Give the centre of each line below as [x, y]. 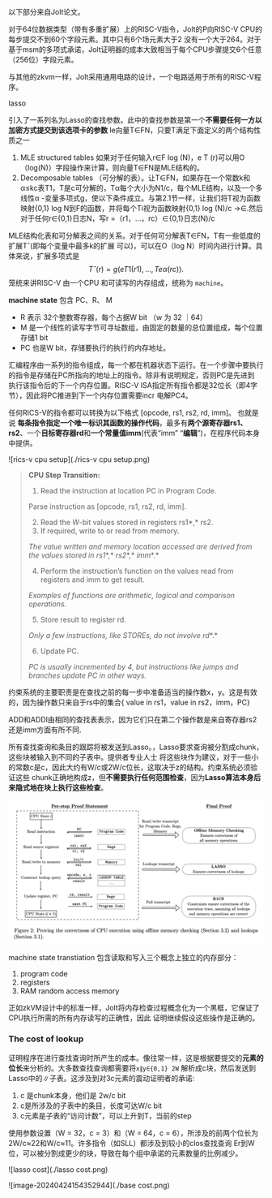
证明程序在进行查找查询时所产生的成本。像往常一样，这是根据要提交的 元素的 [136, 1058]
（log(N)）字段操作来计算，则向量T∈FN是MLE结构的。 [112, 168]
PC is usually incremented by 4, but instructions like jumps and [133, 667]
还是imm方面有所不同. [45, 730]
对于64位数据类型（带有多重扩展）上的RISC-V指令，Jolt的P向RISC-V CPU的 [136, 29]
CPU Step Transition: [64, 475]
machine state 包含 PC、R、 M [61, 300]
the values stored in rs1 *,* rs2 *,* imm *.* [93, 555]
